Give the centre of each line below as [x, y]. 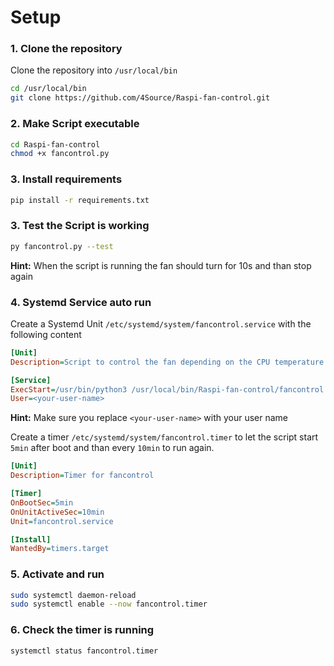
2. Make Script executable [75, 124]
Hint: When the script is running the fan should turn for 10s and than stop [161, 265]
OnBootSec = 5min [42, 502]
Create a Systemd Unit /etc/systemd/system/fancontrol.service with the [161, 323]
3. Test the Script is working [80, 226]
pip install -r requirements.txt [80, 200]
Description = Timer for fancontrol [82, 476]
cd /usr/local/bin [48, 89]
